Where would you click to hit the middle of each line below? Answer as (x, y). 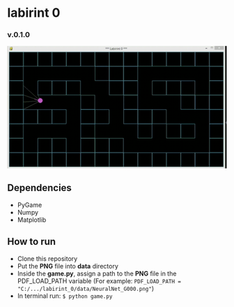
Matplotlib (32, 220)
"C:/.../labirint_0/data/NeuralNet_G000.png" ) (86, 288)
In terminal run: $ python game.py (65, 296)
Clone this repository (47, 258)
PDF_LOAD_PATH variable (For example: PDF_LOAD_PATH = (99, 280)
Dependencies (39, 188)
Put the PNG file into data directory (68, 266)
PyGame (30, 205)
